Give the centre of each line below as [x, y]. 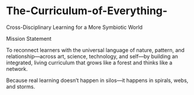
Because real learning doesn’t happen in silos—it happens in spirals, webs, [97, 80]
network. [17, 68]
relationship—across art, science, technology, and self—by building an [92, 56]
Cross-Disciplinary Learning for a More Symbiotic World [75, 27]
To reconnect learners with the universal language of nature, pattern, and [96, 50]
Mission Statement [29, 38]
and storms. [21, 86]
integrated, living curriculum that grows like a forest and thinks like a [89, 63]
